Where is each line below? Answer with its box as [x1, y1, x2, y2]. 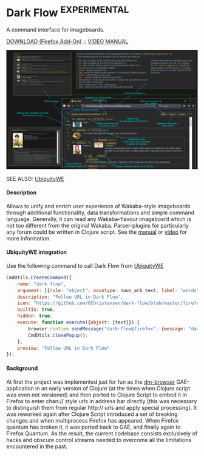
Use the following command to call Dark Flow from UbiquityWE [6, 262, 164, 269]
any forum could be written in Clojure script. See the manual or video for [6, 228, 187, 236]
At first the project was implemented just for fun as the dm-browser [6, 378, 175, 386]
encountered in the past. [6, 443, 68, 450]
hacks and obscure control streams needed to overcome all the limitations [6, 436, 192, 443]
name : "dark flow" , [17, 281, 67, 287]
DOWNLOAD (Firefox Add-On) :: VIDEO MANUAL [6, 38, 129, 46]
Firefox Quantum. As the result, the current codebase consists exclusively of [6, 429, 198, 437]
